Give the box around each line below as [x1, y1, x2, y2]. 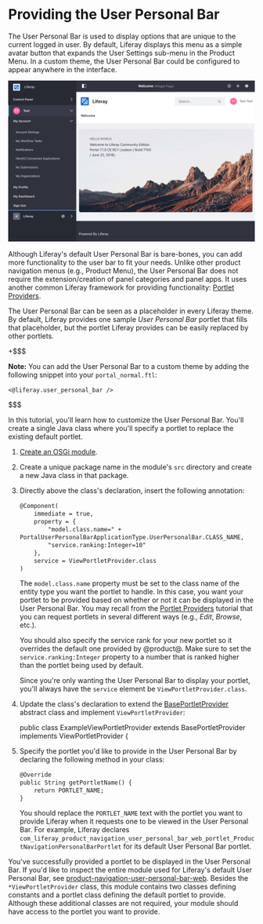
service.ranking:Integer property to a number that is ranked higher [19, 652, 240, 661]
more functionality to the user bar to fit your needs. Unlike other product [8, 257, 241, 267]
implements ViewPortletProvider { [19, 731, 129, 740]
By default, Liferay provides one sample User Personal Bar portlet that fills [8, 314, 248, 323]
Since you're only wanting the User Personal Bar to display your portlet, [19, 675, 250, 685]
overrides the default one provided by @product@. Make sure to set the [19, 644, 252, 653]
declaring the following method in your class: [19, 754, 165, 764]
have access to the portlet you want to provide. [8, 907, 160, 916]
